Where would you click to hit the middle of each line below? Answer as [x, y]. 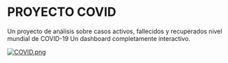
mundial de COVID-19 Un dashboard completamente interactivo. [99, 38]
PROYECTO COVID [62, 12]
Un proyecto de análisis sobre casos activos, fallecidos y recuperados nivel [115, 31]
